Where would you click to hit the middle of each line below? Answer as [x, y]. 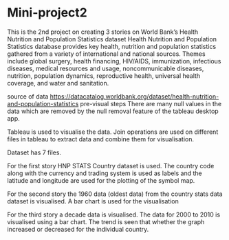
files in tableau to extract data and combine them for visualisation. [101, 139]
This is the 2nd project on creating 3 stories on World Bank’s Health [103, 32]
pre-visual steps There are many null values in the [151, 103]
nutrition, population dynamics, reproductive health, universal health [104, 76]
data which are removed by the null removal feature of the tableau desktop [113, 111]
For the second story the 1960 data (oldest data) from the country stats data [115, 194]
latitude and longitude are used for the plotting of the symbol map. [101, 180]
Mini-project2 [47, 13]
